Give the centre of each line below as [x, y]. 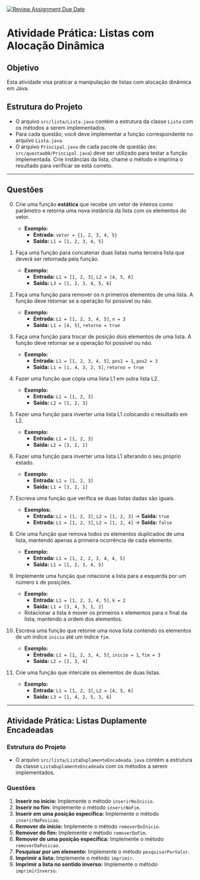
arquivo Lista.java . [39, 140]
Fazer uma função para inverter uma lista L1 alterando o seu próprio [98, 456]
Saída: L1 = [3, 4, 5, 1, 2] [69, 606]
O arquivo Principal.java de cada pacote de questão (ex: [86, 146]
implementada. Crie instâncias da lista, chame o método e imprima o [99, 159]
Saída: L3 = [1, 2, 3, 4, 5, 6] [72, 283]
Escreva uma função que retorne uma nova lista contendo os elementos [103, 630]
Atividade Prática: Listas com [80, 33]
